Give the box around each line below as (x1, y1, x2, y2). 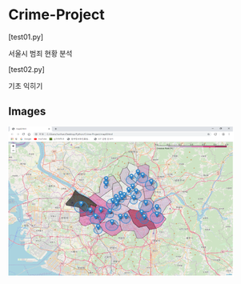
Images (8, 105, 46, 118)
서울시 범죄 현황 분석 (8, 48, 73, 58)
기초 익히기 (8, 81, 43, 90)
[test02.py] (8, 64, 46, 74)
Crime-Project (8, 6, 106, 24)
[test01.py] (8, 32, 44, 42)
